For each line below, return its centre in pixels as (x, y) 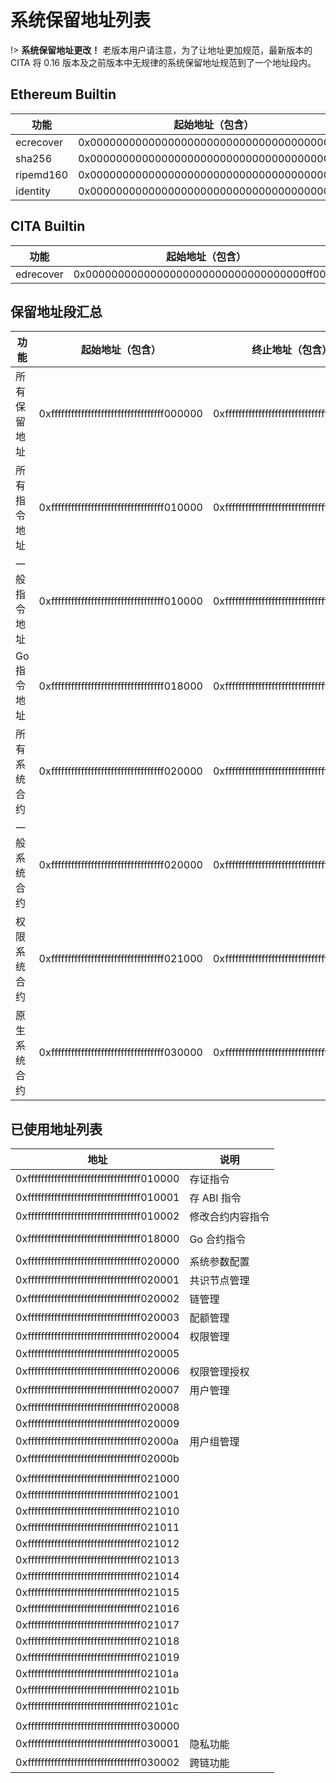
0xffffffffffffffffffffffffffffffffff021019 (97, 1658)
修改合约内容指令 (229, 1217)
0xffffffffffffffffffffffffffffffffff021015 (97, 1593)
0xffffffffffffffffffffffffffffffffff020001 (97, 1280)
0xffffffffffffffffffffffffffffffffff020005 (97, 1354)
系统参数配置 (219, 1262)
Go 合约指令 (218, 1239)
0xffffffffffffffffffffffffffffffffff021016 (97, 1609)
